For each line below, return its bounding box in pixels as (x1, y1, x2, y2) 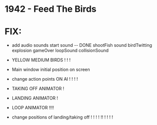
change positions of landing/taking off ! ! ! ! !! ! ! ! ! (11, 114, 113, 120)
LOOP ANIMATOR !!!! (11, 105, 54, 111)
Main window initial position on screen (11, 66, 90, 72)
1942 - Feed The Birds (4, 3, 97, 15)
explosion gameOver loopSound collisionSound (11, 48, 109, 54)
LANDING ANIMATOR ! (11, 95, 58, 101)
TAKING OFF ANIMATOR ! (11, 86, 64, 92)
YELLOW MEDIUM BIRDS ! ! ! (11, 57, 71, 63)
